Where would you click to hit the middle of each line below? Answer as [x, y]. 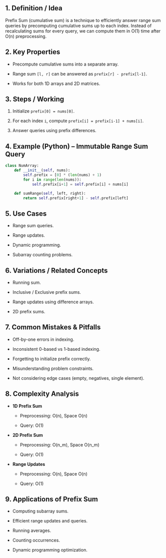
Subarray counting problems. [42, 255]
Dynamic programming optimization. [50, 550]
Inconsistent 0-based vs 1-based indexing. [56, 349]
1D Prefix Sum [27, 406]
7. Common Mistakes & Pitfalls [53, 327]
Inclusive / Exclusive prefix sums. [47, 292]
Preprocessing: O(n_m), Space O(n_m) [60, 444]
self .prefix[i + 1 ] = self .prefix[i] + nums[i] [80, 184]
